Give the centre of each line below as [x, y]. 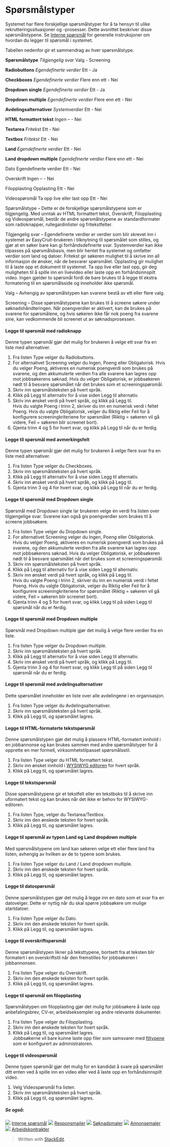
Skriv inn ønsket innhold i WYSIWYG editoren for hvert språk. [76, 766]
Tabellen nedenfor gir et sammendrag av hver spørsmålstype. [70, 50]
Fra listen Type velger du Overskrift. [50, 973]
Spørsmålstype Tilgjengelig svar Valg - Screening [58, 60]
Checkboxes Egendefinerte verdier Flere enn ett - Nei [62, 80]
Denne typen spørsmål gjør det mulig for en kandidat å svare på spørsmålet [84, 1066]
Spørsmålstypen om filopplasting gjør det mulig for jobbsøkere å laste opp [83, 1007]
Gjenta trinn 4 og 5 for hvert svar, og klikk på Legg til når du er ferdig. [85, 428]
